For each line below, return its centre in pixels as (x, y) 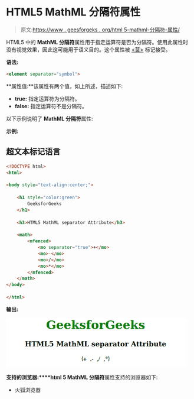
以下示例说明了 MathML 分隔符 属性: (50, 118)
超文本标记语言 (33, 152)
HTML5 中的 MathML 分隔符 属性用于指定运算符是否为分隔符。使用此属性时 (97, 42)
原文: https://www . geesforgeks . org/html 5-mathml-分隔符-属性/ (100, 30)
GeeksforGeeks (45, 204)
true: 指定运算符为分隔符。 (47, 99)
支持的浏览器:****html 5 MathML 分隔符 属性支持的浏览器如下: (82, 377)
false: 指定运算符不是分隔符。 (51, 106)
